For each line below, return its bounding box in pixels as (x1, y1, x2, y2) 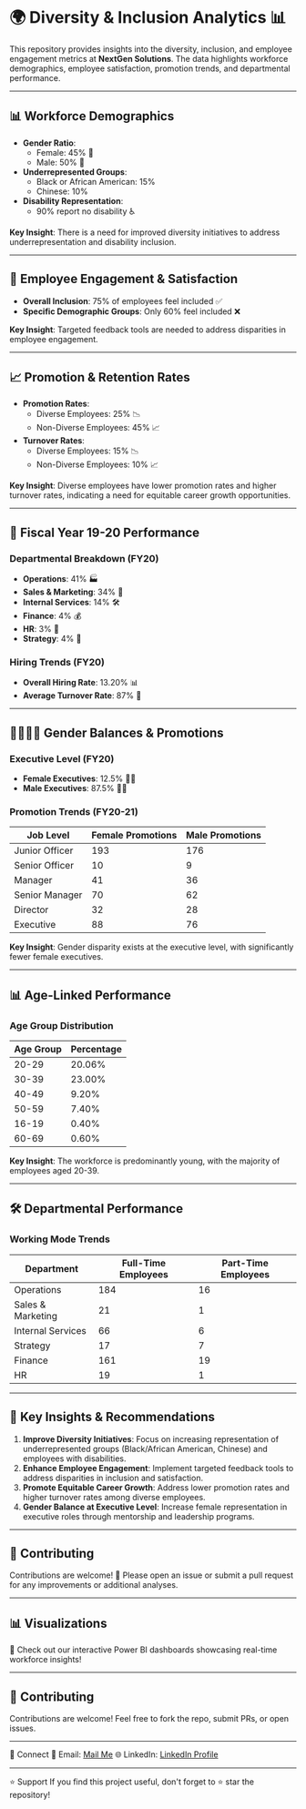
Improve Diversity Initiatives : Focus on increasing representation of (22, 1433, 280, 1444)
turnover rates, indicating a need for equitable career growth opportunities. (9, 490, 291, 501)
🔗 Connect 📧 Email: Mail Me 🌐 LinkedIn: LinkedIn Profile (9, 1749, 219, 1760)
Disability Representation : (22, 195, 124, 206)
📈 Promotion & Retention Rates (9, 370, 191, 385)
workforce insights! (9, 1654, 82, 1665)
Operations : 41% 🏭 (22, 574, 98, 584)
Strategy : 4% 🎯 (22, 634, 82, 645)
